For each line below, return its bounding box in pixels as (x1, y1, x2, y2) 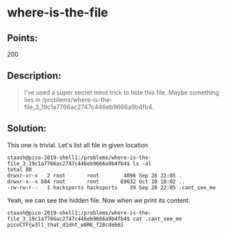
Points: (7, 32, 38, 44)
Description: (7, 70, 62, 82)
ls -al (132, 160, 152, 167)
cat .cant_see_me (132, 215, 183, 222)
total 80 (7, 166, 32, 173)
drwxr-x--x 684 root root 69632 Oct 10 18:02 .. (7, 178, 186, 185)
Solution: (7, 123, 47, 134)
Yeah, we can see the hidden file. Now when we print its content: (7, 196, 190, 204)
